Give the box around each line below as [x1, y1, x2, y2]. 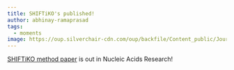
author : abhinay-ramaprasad [7, 17, 89, 24]
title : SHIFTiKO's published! [7, 10, 95, 17]
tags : [7, 23, 23, 30]
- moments [13, 29, 42, 37]
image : [7, 36, 26, 43]
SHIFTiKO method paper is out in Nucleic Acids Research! [7, 55, 173, 63]
